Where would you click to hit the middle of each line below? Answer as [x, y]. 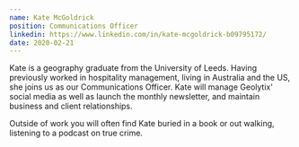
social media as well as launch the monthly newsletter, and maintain [135, 97]
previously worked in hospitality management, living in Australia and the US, [150, 78]
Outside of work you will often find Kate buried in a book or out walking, [142, 124]
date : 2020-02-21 [42, 43]
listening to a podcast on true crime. [76, 133]
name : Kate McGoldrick [52, 17]
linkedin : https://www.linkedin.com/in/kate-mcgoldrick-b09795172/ [138, 34]
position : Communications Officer [74, 26]
